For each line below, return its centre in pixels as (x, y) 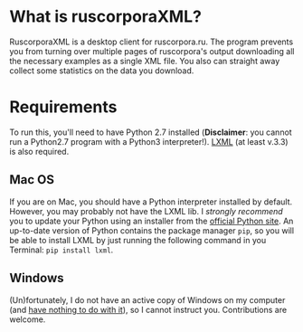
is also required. (39, 151)
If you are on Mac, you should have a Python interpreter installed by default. (151, 202)
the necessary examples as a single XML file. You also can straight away (145, 61)
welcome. (28, 319)
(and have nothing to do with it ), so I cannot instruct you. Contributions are (148, 309)
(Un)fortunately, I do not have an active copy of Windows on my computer (147, 299)
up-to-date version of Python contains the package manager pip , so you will (152, 230)
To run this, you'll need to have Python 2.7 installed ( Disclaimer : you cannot (151, 132)
